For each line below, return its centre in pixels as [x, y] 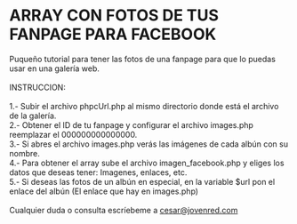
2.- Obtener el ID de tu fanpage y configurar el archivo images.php [131, 124]
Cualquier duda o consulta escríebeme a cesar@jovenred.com [124, 210]
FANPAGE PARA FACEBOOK [113, 34]
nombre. [24, 153]
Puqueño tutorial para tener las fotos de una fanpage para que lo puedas [142, 59]
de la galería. [33, 116]
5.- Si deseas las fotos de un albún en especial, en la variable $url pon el [142, 181]
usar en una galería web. [55, 68]
